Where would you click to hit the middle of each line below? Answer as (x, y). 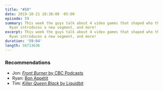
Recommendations (28, 62)
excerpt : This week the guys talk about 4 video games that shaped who (79, 32)
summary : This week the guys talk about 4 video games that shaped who (79, 23)
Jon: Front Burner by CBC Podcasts (48, 73)
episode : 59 (17, 18)
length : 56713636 (23, 45)
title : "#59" (18, 9)
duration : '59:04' (24, 41)
